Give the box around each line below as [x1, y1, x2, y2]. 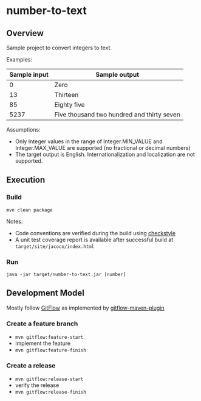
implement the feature [15, 339, 71, 347]
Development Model [6, 288, 85, 299]
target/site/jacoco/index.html [15, 243, 95, 250]
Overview [6, 28, 44, 38]
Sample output [95, 71, 140, 79]
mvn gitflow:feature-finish [15, 347, 86, 353]
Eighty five [54, 101, 85, 108]
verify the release [15, 381, 60, 389]
